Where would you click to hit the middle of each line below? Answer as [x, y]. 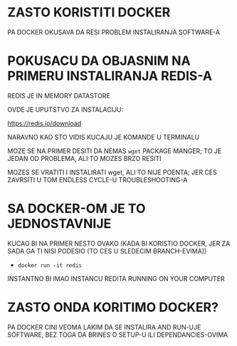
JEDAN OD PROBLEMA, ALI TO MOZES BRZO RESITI [84, 158]
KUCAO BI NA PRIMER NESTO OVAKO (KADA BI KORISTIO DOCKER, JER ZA [119, 243]
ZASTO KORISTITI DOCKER [89, 12]
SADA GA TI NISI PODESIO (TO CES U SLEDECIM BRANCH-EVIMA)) [107, 251]
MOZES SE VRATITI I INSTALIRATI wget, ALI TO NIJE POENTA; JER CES [112, 172]
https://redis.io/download [44, 123]
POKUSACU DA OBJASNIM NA [99, 61]
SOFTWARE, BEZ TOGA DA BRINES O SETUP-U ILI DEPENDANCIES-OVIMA [118, 335]
